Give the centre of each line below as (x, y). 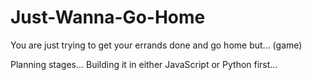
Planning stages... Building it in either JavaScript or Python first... (144, 64)
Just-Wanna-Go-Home (108, 17)
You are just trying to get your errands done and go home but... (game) (156, 45)
